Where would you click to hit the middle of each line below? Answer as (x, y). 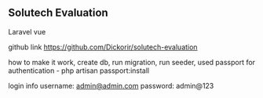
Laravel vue (27, 31)
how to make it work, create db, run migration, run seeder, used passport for (132, 62)
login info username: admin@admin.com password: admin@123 (111, 85)
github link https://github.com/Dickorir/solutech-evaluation (103, 47)
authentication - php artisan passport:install (79, 71)
